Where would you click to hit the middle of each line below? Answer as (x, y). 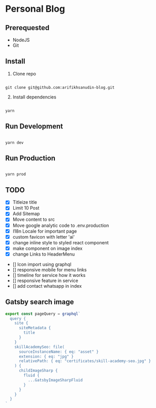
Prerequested (27, 28)
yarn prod (16, 174)
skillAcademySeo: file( (40, 347)
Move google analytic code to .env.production (61, 225)
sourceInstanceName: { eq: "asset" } (59, 352)
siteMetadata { (35, 328)
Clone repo (24, 73)
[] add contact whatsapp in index (47, 286)
